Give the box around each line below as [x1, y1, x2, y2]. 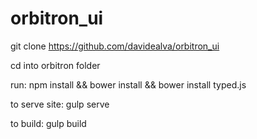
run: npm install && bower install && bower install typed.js [10, 78, 247, 91]
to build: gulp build [10, 117, 87, 129]
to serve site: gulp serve [10, 98, 110, 110]
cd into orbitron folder [10, 59, 101, 71]
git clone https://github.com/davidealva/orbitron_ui [10, 40, 220, 52]
